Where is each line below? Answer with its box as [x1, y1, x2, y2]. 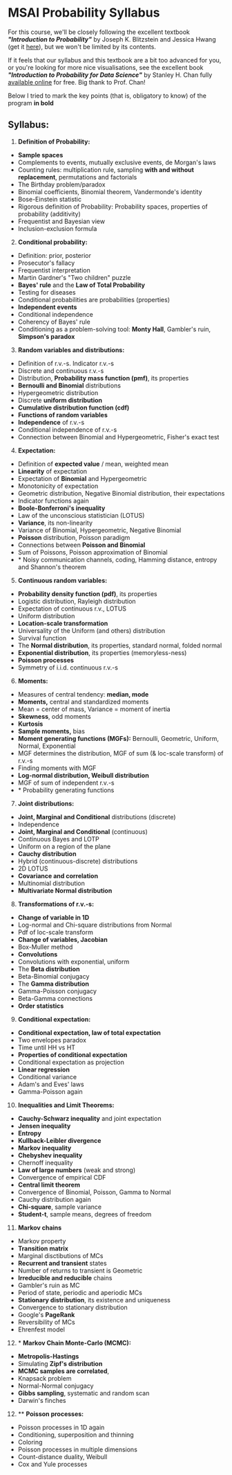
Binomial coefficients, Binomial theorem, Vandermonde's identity [17, 187, 202, 195]
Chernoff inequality [17, 1158, 73, 1167]
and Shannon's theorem [17, 563, 87, 571]
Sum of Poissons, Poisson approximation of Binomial [17, 548, 168, 556]
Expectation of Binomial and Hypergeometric [17, 474, 147, 482]
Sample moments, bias [17, 726, 86, 735]
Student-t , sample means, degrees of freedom [17, 1210, 152, 1218]
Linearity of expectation [17, 466, 88, 475]
